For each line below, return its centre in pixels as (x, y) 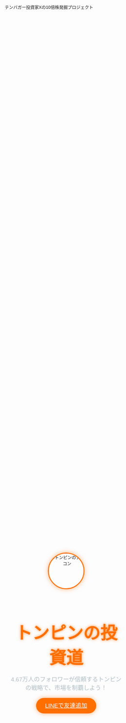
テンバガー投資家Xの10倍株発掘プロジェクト (49, 7)
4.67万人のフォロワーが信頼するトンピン (66, 680)
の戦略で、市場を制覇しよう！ (66, 688)
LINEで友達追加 (66, 706)
